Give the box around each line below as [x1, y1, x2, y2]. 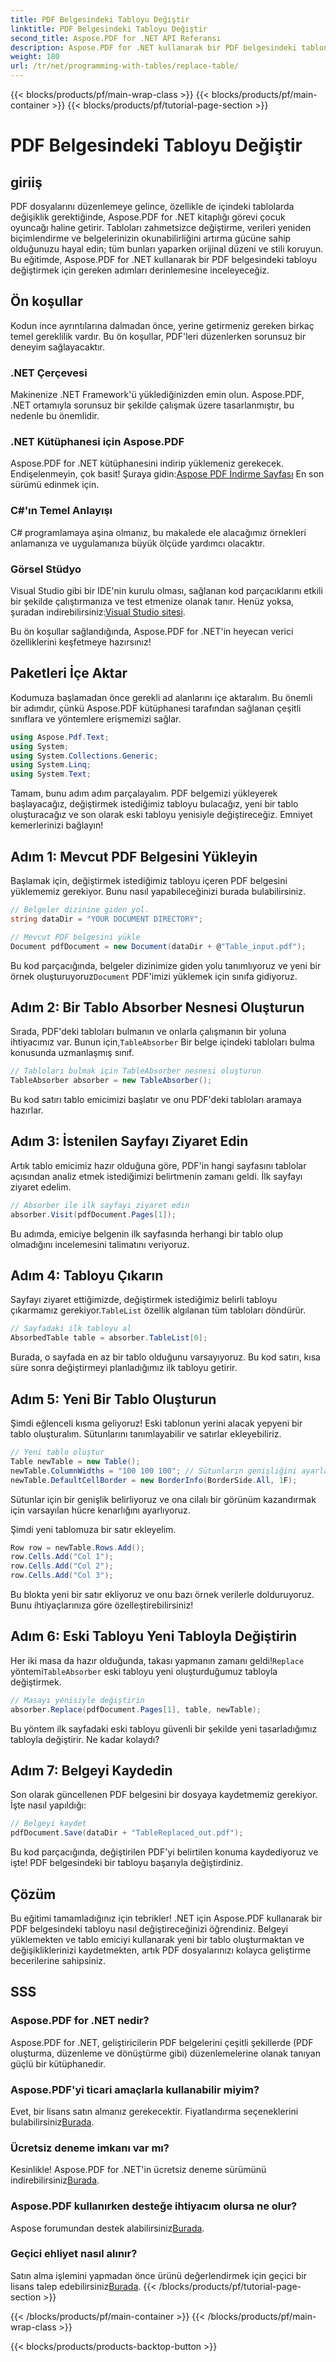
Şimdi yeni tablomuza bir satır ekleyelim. [10, 1523, 177, 1535]
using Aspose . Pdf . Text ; [10, 732, 110, 742]
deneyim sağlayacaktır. [10, 341, 105, 353]
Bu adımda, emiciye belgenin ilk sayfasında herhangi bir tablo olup [10, 1227, 284, 1240]
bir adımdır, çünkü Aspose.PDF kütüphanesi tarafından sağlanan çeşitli [10, 702, 302, 714]
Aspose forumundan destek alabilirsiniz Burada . [10, 2222, 205, 2234]
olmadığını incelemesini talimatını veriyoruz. [10, 1238, 190, 1250]
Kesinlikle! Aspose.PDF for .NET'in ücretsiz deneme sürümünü [10, 2164, 267, 2176]
